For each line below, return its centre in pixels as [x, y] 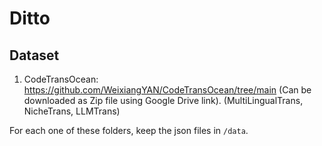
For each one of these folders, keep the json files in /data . [129, 130]
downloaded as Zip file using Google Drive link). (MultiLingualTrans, [163, 100]
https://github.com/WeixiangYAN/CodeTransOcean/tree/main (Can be [167, 90]
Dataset [34, 55]
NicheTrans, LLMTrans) [72, 111]
